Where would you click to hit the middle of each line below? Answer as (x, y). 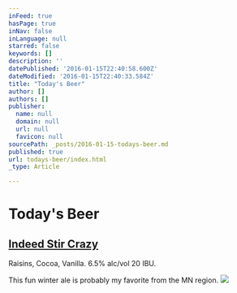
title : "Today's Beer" (47, 84)
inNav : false (30, 31)
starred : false (34, 46)
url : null (32, 129)
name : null (34, 114)
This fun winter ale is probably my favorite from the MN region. (114, 280)
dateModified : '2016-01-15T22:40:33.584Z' (81, 76)
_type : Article (34, 167)
